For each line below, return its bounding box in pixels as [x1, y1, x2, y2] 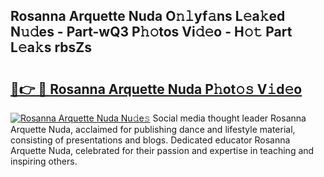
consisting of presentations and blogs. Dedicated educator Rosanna [10, 134, 291, 146]
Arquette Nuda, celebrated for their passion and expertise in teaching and [10, 145, 315, 156]
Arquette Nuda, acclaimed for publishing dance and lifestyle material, [10, 124, 296, 135]
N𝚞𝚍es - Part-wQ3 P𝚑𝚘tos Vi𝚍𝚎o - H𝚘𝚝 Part [10, 24, 293, 41]
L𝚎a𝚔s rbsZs [10, 39, 92, 56]
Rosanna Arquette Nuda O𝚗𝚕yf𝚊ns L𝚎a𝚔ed [10, 8, 286, 25]
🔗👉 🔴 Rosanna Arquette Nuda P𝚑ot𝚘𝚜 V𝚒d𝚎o [10, 80, 303, 98]
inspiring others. [10, 155, 78, 167]
